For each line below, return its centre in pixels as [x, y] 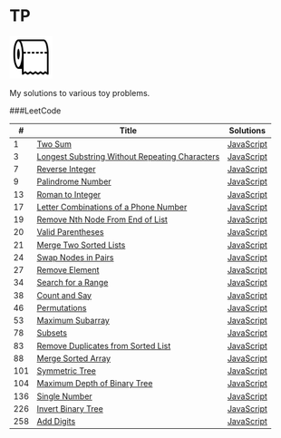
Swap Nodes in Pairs [75, 257]
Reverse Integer [66, 170]
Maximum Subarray [73, 321]
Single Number [64, 396]
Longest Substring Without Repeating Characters [128, 156]
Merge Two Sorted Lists [81, 245]
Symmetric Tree [67, 371]
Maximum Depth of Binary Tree [95, 384]
